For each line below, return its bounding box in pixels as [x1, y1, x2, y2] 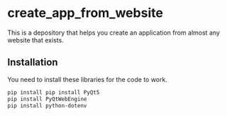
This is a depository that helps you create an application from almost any [7, 28, 220, 37]
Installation [7, 57, 58, 69]
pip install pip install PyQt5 [7, 88, 100, 96]
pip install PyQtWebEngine [7, 95, 87, 103]
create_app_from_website [7, 5, 163, 21]
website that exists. [7, 35, 64, 44]
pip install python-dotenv [7, 102, 87, 109]
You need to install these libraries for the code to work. [7, 75, 168, 83]
